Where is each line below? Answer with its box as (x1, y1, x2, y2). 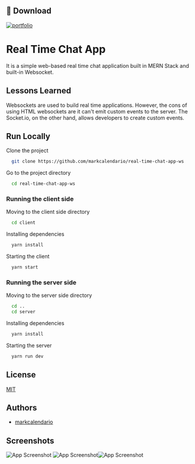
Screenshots (6, 435, 55, 446)
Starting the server (6, 342, 52, 349)
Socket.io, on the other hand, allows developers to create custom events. (6, 114, 185, 121)
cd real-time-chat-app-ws (11, 181, 76, 187)
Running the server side (6, 278, 77, 286)
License (6, 370, 36, 380)
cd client (11, 220, 36, 226)
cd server (11, 309, 36, 315)
